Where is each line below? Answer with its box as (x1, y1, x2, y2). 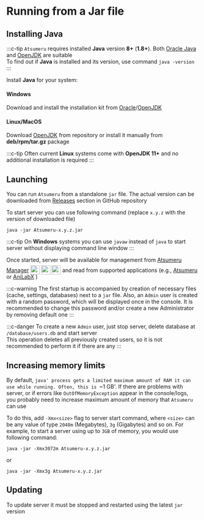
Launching (6, 174, 48, 184)
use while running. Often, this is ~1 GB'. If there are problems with (6, 383, 183, 390)
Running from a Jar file (6, 4, 125, 18)
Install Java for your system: (6, 77, 78, 83)
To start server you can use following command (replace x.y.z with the (6, 209, 186, 216)
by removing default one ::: (6, 311, 75, 318)
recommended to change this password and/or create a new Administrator (6, 304, 194, 312)
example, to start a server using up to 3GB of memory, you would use (6, 428, 179, 435)
